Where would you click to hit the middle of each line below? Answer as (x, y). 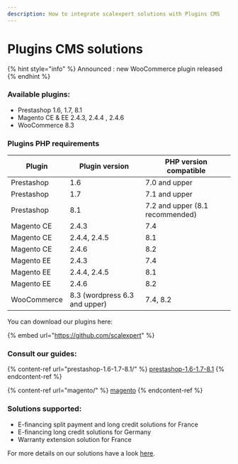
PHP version (186, 162)
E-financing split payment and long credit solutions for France (108, 424)
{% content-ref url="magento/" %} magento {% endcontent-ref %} (105, 390)
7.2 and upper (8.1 (177, 206)
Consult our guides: (42, 354)
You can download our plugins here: (60, 322)
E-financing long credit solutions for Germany (84, 432)
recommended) (171, 215)
